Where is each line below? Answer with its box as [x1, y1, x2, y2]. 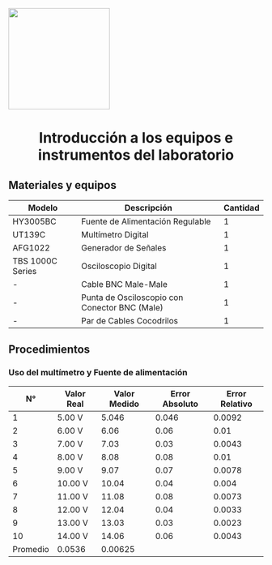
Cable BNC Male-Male [80, 279, 168, 289]
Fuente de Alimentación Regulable [80, 216, 211, 227]
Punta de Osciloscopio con [80, 292, 184, 303]
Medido [108, 398, 140, 409]
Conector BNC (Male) [80, 302, 164, 313]
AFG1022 [12, 242, 50, 253]
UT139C [12, 229, 46, 240]
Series [12, 266, 37, 276]
